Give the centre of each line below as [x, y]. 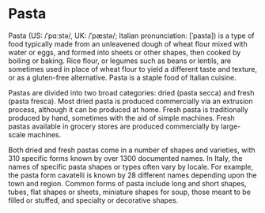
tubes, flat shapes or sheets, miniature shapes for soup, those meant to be [130, 192]
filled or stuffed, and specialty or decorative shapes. [93, 200]
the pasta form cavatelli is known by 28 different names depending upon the [132, 175]
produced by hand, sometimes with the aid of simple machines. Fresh [121, 118]
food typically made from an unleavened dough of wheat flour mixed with [128, 43]
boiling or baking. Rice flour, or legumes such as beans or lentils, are [120, 61]
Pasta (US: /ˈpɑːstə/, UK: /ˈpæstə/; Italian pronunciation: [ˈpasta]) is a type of [131, 35]
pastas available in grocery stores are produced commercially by [114, 126]
